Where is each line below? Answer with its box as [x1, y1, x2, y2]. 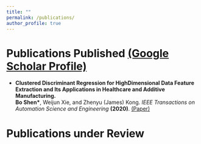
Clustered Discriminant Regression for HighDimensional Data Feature [15, 80, 195, 87]
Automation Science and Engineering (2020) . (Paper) [15, 105, 150, 112]
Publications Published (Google [6, 46, 169, 60]
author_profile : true [6, 20, 62, 26]
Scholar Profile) [6, 59, 87, 73]
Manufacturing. [15, 92, 56, 100]
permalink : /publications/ [6, 15, 75, 21]
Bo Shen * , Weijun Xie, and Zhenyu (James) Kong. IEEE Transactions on [15, 98, 196, 106]
